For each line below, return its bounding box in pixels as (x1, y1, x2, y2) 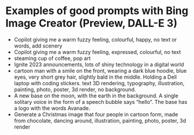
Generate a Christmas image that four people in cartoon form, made (13, 110, 178, 118)
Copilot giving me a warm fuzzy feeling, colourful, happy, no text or (13, 36, 177, 43)
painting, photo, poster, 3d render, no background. (13, 86, 136, 93)
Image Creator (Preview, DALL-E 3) (5, 16, 178, 30)
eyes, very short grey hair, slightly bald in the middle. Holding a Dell (13, 73, 177, 80)
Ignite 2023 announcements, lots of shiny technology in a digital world (13, 60, 184, 68)
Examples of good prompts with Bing (5, 4, 189, 18)
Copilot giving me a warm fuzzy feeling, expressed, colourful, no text (13, 48, 181, 55)
